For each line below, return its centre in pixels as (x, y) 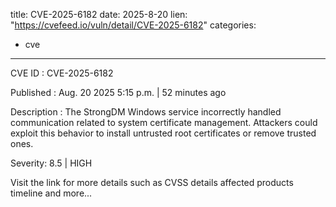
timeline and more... (51, 193)
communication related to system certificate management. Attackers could (164, 122)
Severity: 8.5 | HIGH (51, 163)
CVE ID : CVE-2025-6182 (62, 73)
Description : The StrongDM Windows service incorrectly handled (146, 112)
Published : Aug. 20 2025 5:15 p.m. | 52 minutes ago (118, 92)
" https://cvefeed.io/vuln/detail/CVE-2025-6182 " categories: (133, 25)
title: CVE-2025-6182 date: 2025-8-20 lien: (99, 14)
